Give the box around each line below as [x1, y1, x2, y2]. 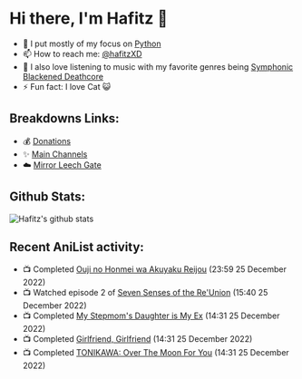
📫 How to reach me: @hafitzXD [22, 48, 142, 59]
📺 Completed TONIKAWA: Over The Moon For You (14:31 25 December [22, 347, 290, 358]
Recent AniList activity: [9, 239, 145, 255]
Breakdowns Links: [9, 111, 120, 126]
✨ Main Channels [22, 149, 88, 160]
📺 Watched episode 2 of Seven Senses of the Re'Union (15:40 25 [22, 287, 268, 298]
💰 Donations [22, 135, 71, 146]
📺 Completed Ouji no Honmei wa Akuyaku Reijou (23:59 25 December [22, 264, 287, 275]
